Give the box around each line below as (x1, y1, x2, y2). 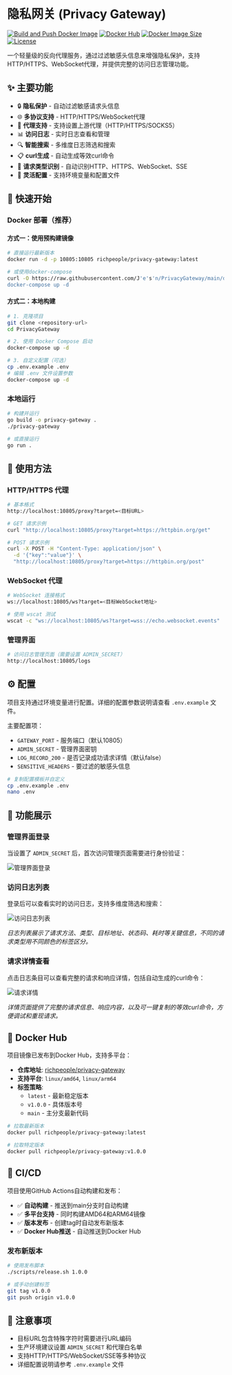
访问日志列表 (7, 882, 50, 892)
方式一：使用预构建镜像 (7, 234, 74, 242)
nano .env (7, 788, 36, 795)
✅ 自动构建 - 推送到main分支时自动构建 (17, 1201, 129, 1209)
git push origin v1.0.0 (7, 1293, 76, 1301)
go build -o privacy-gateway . (7, 416, 97, 424)
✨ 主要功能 (7, 82, 54, 94)
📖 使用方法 (7, 462, 52, 474)
